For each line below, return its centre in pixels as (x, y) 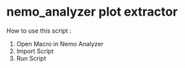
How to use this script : (39, 31)
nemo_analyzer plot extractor (92, 12)
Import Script (35, 51)
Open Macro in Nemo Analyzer (60, 44)
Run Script (31, 58)
